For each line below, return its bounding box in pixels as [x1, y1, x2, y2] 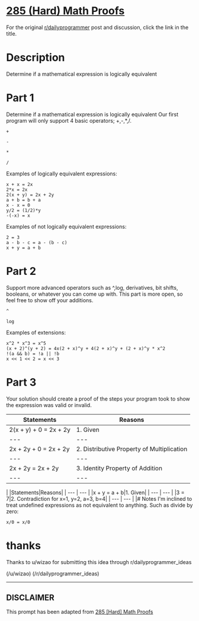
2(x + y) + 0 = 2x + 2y [9, 425, 71, 434]
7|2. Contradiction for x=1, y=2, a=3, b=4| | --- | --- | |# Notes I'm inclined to [6, 495, 192, 502]
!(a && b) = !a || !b [6, 351, 60, 357]
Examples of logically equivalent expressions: [6, 170, 117, 177]
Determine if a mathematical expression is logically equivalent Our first [6, 111, 179, 118]
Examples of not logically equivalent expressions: [6, 223, 127, 230]
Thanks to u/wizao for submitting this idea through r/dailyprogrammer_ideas [6, 558, 192, 565]
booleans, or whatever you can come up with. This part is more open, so [6, 290, 183, 297]
